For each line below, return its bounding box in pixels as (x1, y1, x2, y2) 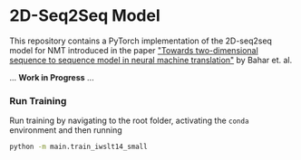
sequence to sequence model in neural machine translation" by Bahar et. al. (9, 54, 293, 65)
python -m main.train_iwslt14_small (9, 142, 148, 152)
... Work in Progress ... (9, 71, 94, 82)
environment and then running (9, 125, 122, 136)
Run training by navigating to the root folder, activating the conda (9, 115, 249, 127)
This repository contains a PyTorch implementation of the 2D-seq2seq (9, 35, 272, 46)
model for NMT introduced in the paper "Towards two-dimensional (9, 44, 258, 55)
